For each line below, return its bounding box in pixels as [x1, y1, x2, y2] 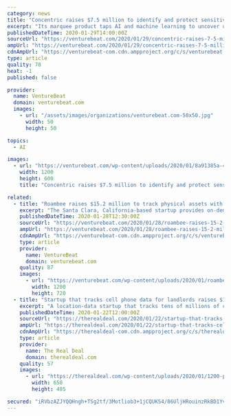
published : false [7, 74, 57, 81]
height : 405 [32, 386, 67, 393]
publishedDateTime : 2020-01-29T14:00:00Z [7, 29, 128, 36]
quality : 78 [7, 61, 41, 68]
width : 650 [32, 380, 63, 386]
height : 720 [32, 289, 67, 296]
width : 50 [25, 118, 54, 125]
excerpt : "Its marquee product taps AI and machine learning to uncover [7, 23, 220, 30]
